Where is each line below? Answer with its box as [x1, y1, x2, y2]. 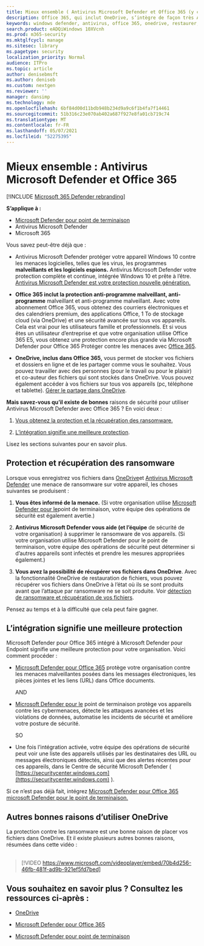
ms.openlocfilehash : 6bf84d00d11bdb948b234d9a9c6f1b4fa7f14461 [6, 105, 170, 111]
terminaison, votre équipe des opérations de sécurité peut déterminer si [15, 543, 195, 550]
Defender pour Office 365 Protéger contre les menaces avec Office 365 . [15, 342, 197, 350]
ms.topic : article [6, 65, 53, 72]
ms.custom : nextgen [6, 83, 56, 89]
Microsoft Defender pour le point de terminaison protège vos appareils [15, 701, 192, 708]
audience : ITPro [6, 60, 47, 66]
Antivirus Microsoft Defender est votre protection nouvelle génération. [15, 278, 191, 286]
